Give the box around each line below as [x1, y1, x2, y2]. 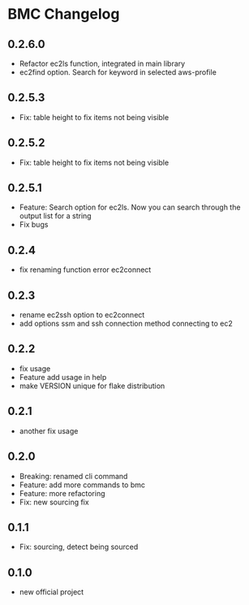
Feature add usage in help [19, 372, 107, 382]
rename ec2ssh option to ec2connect [19, 310, 145, 320]
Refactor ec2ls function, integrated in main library [19, 58, 186, 68]
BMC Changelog [7, 5, 120, 24]
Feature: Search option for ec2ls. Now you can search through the [19, 202, 241, 212]
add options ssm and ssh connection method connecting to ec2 [19, 318, 233, 329]
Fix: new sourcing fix [19, 497, 90, 507]
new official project [19, 587, 84, 597]
